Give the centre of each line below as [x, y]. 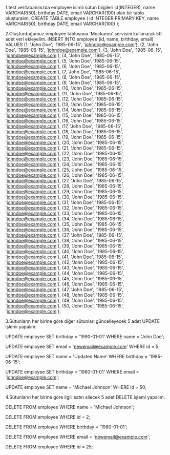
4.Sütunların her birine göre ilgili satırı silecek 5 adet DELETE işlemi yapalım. [85, 397]
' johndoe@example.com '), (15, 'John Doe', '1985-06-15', [64, 115]
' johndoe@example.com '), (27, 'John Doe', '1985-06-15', [64, 181]
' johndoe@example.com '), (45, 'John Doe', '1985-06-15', [65, 278]
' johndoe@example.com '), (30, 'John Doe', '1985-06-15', [65, 197]
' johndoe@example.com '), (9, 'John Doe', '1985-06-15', [63, 82]
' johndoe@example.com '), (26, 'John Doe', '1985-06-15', [65, 175]
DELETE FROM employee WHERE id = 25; [49, 447]
